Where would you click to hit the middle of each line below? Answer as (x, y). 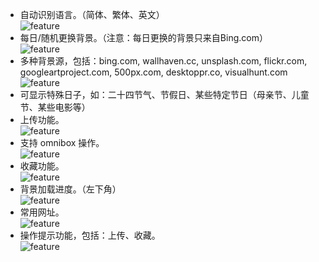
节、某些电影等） (55, 107)
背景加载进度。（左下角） (70, 189)
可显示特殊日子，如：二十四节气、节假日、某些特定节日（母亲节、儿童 (164, 94)
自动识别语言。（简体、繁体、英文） (92, 14)
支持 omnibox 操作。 (62, 142)
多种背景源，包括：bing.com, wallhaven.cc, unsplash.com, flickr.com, (163, 61)
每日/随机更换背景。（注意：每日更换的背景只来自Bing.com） (143, 37)
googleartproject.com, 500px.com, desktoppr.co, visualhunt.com (153, 72)
